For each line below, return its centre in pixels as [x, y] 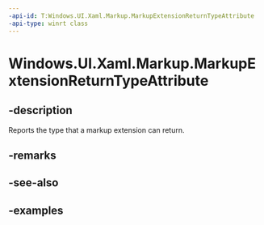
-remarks [32, 155]
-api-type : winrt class [48, 23]
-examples [36, 210]
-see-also [34, 183]
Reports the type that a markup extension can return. [96, 129]
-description [40, 110]
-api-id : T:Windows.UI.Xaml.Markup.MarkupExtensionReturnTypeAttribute [131, 16]
